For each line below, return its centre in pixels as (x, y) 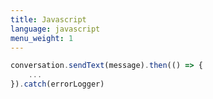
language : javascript (55, 29)
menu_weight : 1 (42, 38)
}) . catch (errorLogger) (57, 84)
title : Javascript (48, 19)
